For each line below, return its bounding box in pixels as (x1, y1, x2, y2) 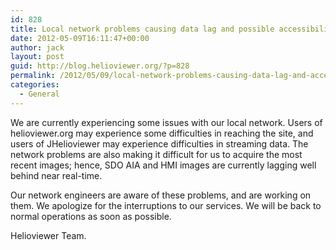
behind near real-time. (10, 169, 103, 181)
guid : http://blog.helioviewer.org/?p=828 (10, 61, 190, 71)
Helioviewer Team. (10, 229, 87, 241)
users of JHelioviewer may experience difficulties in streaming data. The (10, 137, 309, 150)
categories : (10, 80, 60, 90)
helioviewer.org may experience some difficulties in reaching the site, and (10, 127, 314, 139)
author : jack (10, 42, 65, 53)
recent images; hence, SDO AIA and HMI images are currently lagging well (10, 159, 317, 171)
